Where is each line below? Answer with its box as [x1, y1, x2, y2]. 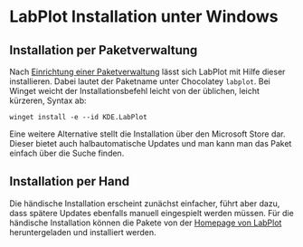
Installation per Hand [9, 174, 130, 189]
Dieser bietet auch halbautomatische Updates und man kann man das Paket [9, 138, 292, 148]
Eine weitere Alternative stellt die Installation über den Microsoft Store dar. [9, 128, 286, 139]
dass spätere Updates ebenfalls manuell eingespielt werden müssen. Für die [9, 207, 294, 218]
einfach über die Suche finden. [9, 147, 125, 158]
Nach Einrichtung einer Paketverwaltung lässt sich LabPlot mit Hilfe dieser [9, 66, 286, 77]
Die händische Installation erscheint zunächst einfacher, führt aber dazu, [9, 197, 280, 209]
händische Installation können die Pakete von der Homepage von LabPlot [9, 217, 282, 228]
